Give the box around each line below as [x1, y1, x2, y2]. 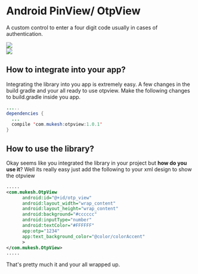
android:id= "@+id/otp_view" [21, 195, 92, 201]
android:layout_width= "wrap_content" [21, 200, 116, 207]
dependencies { [6, 110, 44, 116]
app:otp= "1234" [21, 228, 60, 234]
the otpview [6, 172, 35, 179]
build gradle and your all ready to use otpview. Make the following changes [6, 87, 190, 94]
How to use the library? [6, 143, 94, 153]
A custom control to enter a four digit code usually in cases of [6, 24, 158, 31]
